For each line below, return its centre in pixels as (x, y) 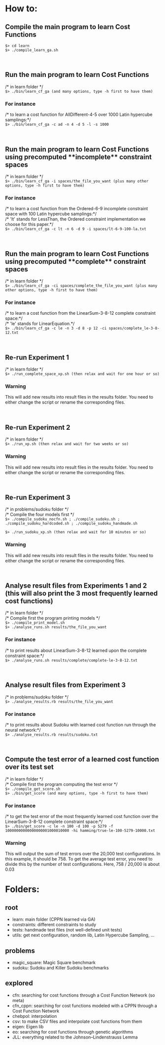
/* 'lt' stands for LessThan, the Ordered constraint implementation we (76, 219)
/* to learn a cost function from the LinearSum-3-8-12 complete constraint (81, 313)
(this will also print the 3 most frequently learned (82, 593)
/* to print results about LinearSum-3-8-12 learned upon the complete (76, 650)
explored (19, 983)
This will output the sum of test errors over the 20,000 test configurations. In (83, 854)
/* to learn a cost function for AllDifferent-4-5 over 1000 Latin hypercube (79, 114)
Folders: (22, 889)
